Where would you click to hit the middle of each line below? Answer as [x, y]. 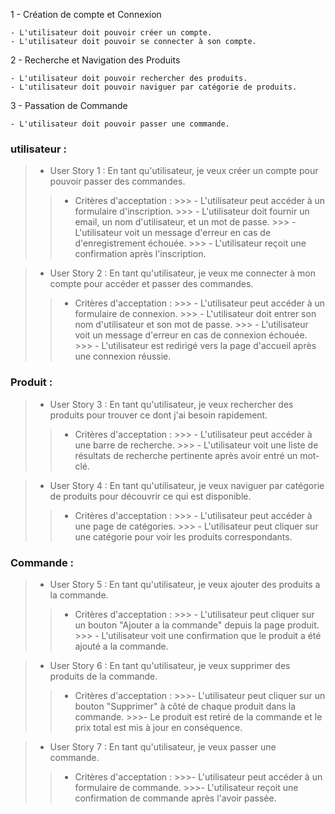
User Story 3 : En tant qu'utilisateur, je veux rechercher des [171, 404]
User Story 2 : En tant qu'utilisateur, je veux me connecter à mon [182, 273]
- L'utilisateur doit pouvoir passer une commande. [120, 124]
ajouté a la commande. [121, 646]
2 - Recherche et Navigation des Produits [95, 60]
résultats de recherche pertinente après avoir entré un [186, 455]
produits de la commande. [103, 676]
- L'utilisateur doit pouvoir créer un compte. [111, 33]
